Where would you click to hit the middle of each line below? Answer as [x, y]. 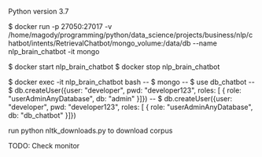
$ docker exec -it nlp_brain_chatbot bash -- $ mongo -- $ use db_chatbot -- [132, 82]
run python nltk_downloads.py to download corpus [90, 130]
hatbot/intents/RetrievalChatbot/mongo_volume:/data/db [100, 43]
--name [205, 43]
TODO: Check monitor [44, 146]
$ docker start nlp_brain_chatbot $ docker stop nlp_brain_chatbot [114, 67]
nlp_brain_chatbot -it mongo [54, 51]
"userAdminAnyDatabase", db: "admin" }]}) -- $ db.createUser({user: [120, 99]
